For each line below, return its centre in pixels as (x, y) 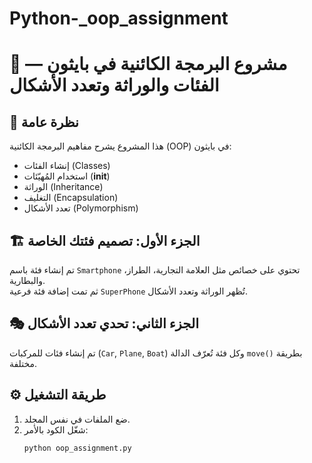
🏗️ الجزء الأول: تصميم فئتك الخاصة (105, 240)
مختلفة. (23, 363)
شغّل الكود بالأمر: (56, 429)
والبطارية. (27, 280)
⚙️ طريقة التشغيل (58, 395)
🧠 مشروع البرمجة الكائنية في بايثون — (148, 64)
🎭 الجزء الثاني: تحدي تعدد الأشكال (104, 323)
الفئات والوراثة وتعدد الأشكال (114, 85)
